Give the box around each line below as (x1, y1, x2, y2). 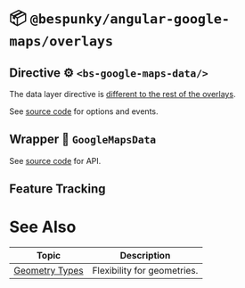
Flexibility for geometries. (92, 265, 199, 277)
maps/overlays (9, 33, 114, 50)
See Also (9, 217, 77, 237)
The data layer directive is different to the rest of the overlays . (9, 89, 236, 99)
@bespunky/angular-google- (29, 11, 230, 28)
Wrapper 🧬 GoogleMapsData (9, 132, 157, 147)
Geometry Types (13, 265, 84, 277)
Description (119, 250, 171, 262)
